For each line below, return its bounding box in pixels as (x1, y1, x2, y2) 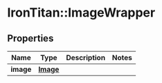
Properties (7, 33, 54, 44)
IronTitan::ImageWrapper (7, 5, 156, 21)
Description (65, 53, 106, 62)
